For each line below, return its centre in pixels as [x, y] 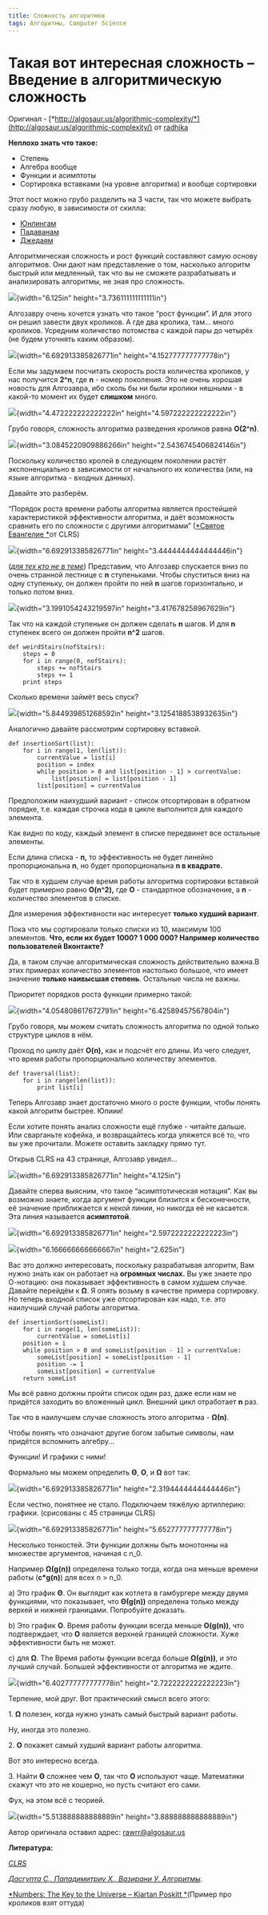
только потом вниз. [41, 592]
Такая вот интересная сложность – [131, 63]
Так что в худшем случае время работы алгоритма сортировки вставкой [134, 881]
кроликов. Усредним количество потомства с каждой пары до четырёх [131, 331]
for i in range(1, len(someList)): [82, 1330]
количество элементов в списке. [65, 899]
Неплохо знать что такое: [53, 143]
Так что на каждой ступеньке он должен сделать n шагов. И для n [122, 624]
